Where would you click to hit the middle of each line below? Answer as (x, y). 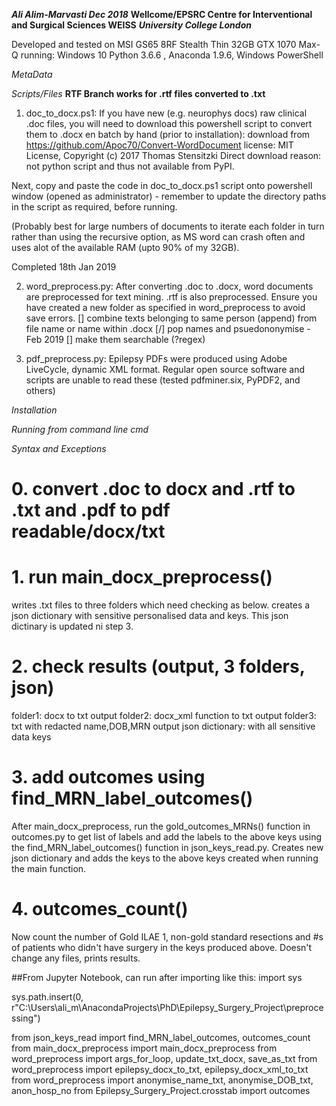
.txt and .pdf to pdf (91, 510)
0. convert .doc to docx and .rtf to (153, 489)
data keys (31, 737)
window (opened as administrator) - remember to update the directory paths (169, 196)
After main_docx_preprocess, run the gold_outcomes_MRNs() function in (161, 826)
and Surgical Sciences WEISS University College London (131, 25)
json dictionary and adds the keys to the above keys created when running (165, 858)
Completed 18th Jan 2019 (64, 267)
